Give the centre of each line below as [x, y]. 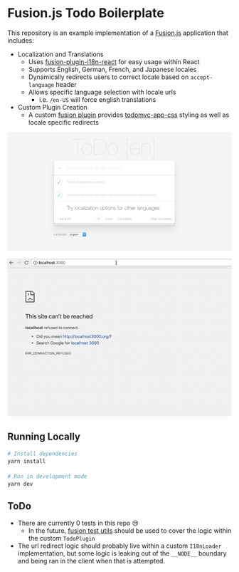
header [66, 84]
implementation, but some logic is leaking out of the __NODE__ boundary [122, 553]
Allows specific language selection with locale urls [102, 92]
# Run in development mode [47, 476]
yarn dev [20, 484]
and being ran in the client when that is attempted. [91, 561]
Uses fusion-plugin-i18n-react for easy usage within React [114, 61]
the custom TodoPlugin [62, 539]
